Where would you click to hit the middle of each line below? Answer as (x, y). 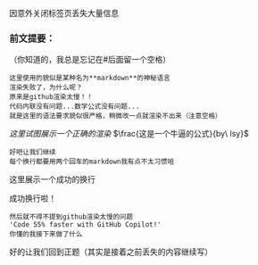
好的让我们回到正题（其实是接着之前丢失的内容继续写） (111, 252)
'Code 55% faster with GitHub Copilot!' (86, 225)
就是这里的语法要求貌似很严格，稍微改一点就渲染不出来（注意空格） (116, 116)
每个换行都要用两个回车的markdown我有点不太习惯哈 (92, 162)
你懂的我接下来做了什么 (46, 235)
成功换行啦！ (33, 198)
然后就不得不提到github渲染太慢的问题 (71, 217)
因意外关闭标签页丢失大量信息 (64, 13)
